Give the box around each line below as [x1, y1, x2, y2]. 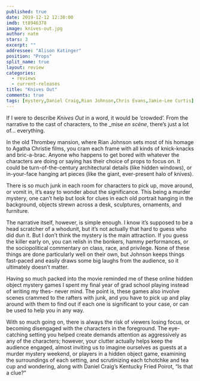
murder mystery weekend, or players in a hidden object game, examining [6, 350, 187, 357]
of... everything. [6, 127, 46, 134]
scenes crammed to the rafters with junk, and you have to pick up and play [6, 294, 190, 301]
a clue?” [6, 369, 26, 376]
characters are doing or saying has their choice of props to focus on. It [6, 157, 181, 164]
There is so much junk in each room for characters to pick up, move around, [6, 182, 193, 189]
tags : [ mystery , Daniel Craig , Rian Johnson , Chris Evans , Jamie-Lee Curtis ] [6, 97, 195, 103]
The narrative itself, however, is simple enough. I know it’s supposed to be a [6, 219, 193, 226]
